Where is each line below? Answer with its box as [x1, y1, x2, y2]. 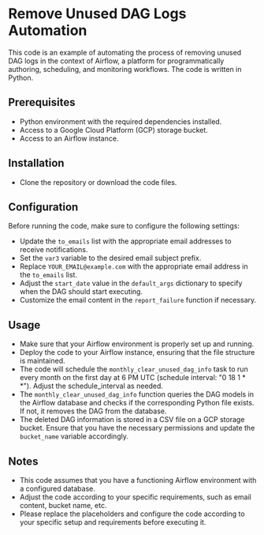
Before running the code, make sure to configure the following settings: [8, 221, 240, 231]
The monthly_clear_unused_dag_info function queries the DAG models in [19, 390, 255, 399]
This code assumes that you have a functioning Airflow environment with [19, 476, 257, 484]
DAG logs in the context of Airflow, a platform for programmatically [8, 56, 225, 66]
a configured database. [19, 484, 96, 493]
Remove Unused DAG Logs [8, 5, 187, 23]
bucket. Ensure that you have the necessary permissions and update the [19, 424, 255, 433]
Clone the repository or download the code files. [19, 177, 177, 186]
